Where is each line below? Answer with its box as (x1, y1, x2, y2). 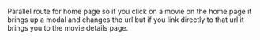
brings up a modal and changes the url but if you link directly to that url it (7, 15, 244, 24)
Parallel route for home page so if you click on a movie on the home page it (7, 7, 252, 16)
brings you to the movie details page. (7, 24, 128, 32)
